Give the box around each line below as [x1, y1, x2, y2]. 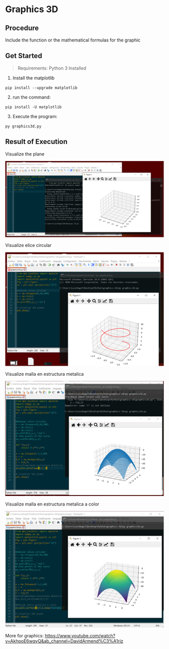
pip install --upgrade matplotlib [5, 85, 78, 90]
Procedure [5, 24, 39, 32]
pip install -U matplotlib [5, 105, 62, 110]
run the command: [12, 94, 51, 100]
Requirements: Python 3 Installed [17, 65, 87, 71]
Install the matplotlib [12, 75, 55, 81]
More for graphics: [5, 632, 44, 638]
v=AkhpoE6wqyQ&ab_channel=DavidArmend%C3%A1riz [5, 638, 124, 644]
